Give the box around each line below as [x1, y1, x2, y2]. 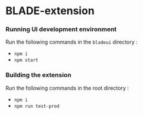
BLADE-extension [5, 4, 95, 18]
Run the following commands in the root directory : [5, 84, 129, 91]
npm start [14, 57, 39, 63]
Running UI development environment [5, 25, 117, 34]
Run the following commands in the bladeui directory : [5, 38, 138, 45]
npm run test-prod [14, 103, 60, 109]
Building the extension [5, 71, 71, 79]
